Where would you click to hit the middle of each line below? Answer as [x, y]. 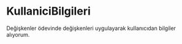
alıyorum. [18, 34]
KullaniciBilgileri [48, 11]
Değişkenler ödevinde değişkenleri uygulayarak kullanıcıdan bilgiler [91, 28]
